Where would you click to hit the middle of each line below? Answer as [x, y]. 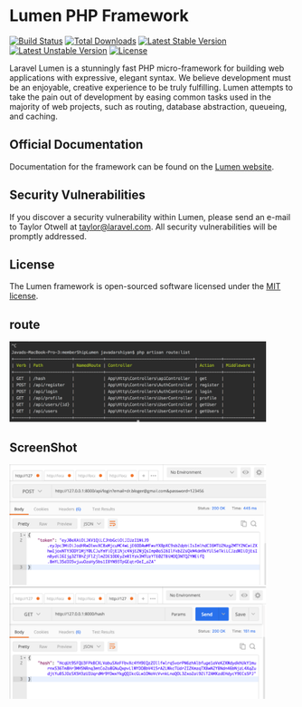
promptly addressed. [48, 236]
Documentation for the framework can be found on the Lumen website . [142, 166]
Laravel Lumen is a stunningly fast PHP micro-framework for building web [147, 68]
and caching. [34, 116]
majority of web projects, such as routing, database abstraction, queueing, [148, 106]
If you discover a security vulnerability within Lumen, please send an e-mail [150, 217]
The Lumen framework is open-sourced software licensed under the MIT [145, 286]
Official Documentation [76, 145]
